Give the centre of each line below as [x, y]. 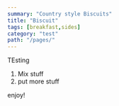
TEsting [18, 60]
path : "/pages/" [31, 40]
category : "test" [33, 34]
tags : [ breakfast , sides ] [44, 27]
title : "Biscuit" [33, 20]
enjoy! [16, 95]
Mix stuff [30, 74]
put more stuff [39, 81]
